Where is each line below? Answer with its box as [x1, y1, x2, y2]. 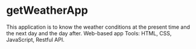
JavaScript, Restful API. [6, 36, 65, 43]
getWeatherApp [6, 4, 89, 17]
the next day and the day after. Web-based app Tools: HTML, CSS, [6, 29, 172, 36]
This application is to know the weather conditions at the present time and [6, 23, 191, 30]
